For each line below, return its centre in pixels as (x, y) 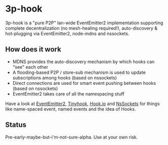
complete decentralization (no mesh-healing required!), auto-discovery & (81, 28)
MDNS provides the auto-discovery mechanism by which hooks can (83, 62)
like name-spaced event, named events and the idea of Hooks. (71, 109)
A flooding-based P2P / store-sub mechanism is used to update (79, 72)
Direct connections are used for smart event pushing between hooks (84, 83)
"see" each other (30, 67)
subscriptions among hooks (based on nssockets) (65, 78)
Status (16, 125)
